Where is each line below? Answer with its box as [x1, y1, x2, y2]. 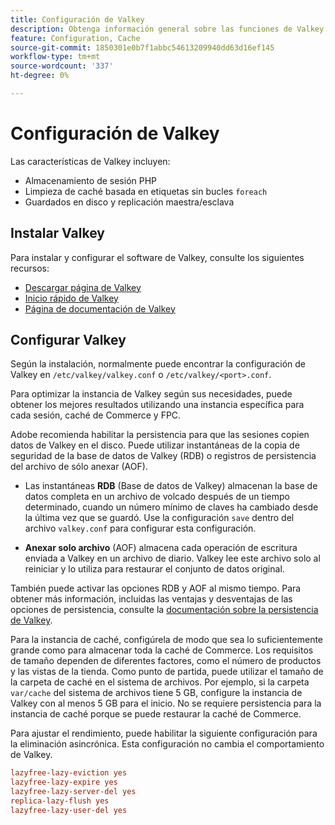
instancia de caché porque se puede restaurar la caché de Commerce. [10, 708, 302, 720]
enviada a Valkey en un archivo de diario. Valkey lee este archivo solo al [24, 552, 321, 565]
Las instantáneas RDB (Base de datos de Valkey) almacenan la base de [24, 480, 318, 492]
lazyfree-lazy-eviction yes [10, 768, 128, 778]
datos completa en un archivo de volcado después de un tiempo [24, 491, 290, 503]
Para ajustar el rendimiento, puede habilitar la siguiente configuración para [10, 727, 318, 740]
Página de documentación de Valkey [24, 302, 176, 315]
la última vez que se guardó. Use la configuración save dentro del [24, 512, 295, 524]
